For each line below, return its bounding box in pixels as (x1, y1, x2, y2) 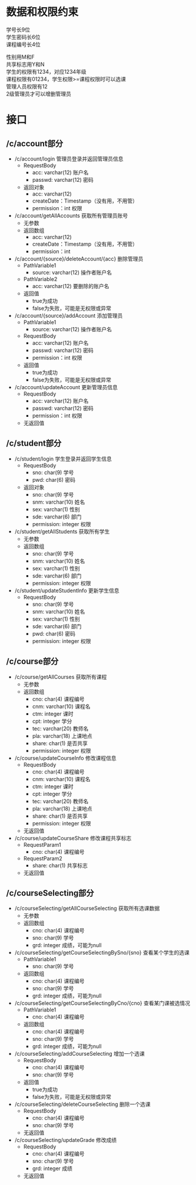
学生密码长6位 (6, 33, 41, 40)
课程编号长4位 (6, 41, 41, 48)
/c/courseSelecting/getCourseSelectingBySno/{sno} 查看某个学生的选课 (14, 949, 190, 957)
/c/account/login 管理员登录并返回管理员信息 (14, 155, 124, 162)
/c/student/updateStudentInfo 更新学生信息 (14, 587, 119, 594)
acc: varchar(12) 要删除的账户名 (32, 282, 109, 289)
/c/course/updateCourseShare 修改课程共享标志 (14, 834, 132, 841)
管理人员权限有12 (6, 83, 48, 90)
